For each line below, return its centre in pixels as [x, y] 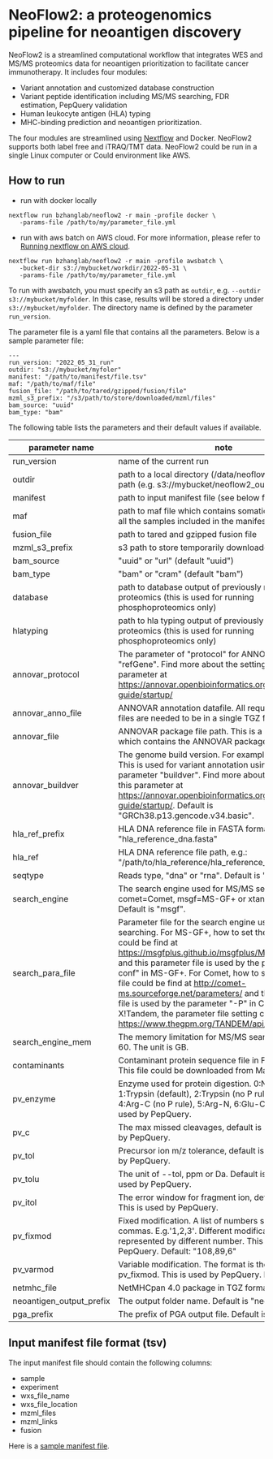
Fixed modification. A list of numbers [188, 1220]
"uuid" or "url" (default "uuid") [176, 561]
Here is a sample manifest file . [59, 1446]
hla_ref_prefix [39, 833]
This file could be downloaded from [186, 1070]
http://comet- [220, 983]
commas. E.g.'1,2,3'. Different [175, 1231]
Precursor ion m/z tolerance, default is [191, 1150]
